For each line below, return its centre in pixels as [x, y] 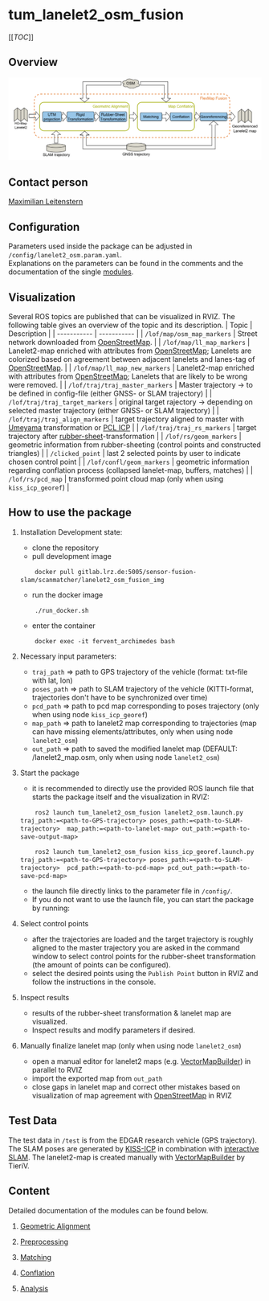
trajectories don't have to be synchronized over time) [120, 697]
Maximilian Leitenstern [46, 202]
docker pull [55, 572]
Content [29, 1191]
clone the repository [65, 548]
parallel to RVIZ [57, 1069]
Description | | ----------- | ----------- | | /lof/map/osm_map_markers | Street [133, 334]
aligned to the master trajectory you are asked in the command [136, 947]
